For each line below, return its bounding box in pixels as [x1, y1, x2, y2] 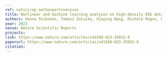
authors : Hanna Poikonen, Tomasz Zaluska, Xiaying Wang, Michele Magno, [5, 16, 159, 21]
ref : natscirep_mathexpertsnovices [5, 7, 79, 12]
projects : [5, 30, 26, 35]
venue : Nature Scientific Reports [5, 26, 77, 31]
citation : [5, 44, 26, 49]
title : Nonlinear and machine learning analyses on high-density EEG [5, 12, 153, 17]
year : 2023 [5, 21, 28, 26]
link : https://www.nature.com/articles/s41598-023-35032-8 [5, 35, 130, 40]
